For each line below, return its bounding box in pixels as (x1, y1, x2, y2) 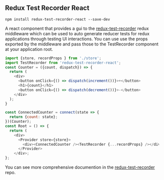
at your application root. (5, 46, 53, 52)
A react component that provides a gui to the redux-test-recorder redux (5, 25, 149, 31)
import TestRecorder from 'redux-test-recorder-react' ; (5, 60, 121, 65)
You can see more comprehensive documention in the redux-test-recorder (5, 164, 155, 170)
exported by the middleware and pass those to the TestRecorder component (5, 41, 159, 47)
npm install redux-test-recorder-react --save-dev (5, 17, 110, 22)
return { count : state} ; (9, 114, 58, 119)
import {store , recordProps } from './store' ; (5, 56, 102, 61)
